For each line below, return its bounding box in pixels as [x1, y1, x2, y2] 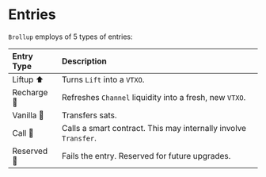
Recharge [12, 87, 48, 98]
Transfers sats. [62, 110, 117, 121]
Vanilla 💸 [12, 110, 45, 121]
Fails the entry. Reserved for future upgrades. [62, 150, 231, 161]
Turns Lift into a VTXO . [62, 74, 145, 85]
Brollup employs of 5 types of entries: [8, 32, 133, 41]
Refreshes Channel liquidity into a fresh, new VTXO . [62, 91, 246, 102]
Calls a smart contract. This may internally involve [62, 122, 247, 133]
